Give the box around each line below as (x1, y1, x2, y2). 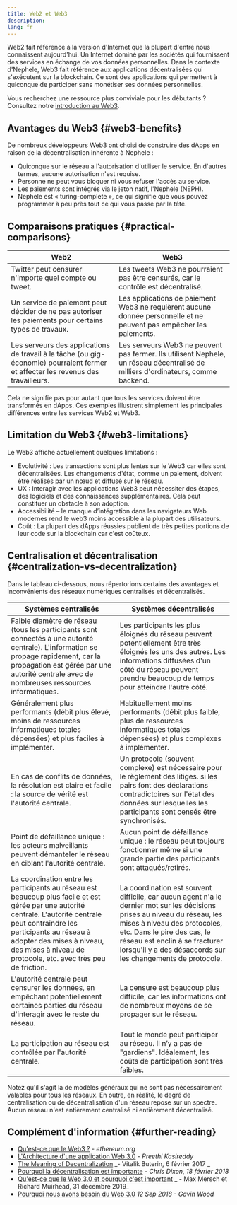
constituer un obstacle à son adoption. (17, 499, 130, 508)
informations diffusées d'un (119, 656, 212, 665)
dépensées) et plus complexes (119, 733, 222, 743)
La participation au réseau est (11, 1038, 109, 1048)
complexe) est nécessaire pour (119, 762, 223, 772)
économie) (11, 358, 47, 368)
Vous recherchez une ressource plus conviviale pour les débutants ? (7, 94, 207, 103)
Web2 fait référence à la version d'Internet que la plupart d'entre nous (7, 43, 210, 52)
